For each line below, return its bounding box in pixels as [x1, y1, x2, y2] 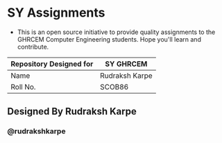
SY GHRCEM [105, 59, 148, 69]
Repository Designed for [10, 59, 94, 69]
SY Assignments [7, 5, 105, 21]
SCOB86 [99, 82, 129, 92]
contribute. [17, 42, 49, 51]
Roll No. [10, 82, 36, 92]
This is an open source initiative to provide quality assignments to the [17, 28, 216, 36]
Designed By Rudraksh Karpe [7, 106, 137, 117]
